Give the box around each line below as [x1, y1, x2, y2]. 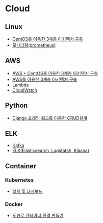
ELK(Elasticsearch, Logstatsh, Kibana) [12, 148, 90, 153]
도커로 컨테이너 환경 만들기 [12, 213, 64, 219]
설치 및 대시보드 [12, 188, 43, 194]
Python [5, 101, 28, 110]
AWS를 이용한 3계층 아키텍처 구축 [12, 76, 77, 82]
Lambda [12, 82, 29, 88]
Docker [5, 201, 23, 208]
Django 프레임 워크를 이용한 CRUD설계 [12, 115, 87, 121]
